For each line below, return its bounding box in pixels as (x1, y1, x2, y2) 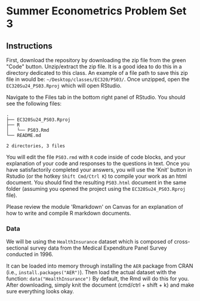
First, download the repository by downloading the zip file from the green (6, 57, 186, 63)
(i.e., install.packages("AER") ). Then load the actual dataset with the (6, 269, 176, 276)
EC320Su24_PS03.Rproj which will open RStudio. (6, 82, 122, 89)
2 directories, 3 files (6, 143, 66, 149)
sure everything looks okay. (6, 288, 75, 295)
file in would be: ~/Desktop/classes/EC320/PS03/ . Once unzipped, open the (6, 76, 190, 83)
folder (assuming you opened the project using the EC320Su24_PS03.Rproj (6, 186, 186, 192)
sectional (6, 244, 29, 252)
